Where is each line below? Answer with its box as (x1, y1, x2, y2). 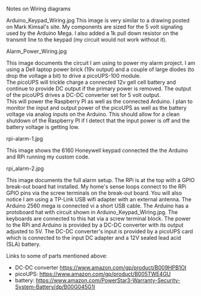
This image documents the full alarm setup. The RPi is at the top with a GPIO (6, 177, 195, 183)
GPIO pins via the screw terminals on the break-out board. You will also (6, 189, 182, 197)
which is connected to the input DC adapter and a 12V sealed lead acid (6, 235, 181, 241)
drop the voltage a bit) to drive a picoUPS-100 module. (6, 72, 141, 79)
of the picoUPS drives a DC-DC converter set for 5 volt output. (6, 92, 161, 98)
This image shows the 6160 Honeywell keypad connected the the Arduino (6, 147, 188, 154)
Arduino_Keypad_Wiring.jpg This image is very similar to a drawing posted (6, 17, 190, 24)
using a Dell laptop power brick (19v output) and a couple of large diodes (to (6, 66, 195, 73)
